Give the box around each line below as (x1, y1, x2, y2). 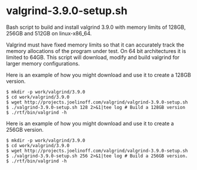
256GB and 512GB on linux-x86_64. (6, 29, 92, 36)
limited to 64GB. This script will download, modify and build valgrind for (6, 54, 180, 61)
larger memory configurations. (6, 60, 80, 67)
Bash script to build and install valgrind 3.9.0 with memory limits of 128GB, (6, 24, 186, 31)
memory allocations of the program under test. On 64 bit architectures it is (6, 47, 186, 54)
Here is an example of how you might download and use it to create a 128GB (6, 71, 191, 78)
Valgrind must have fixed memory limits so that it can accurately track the (6, 41, 185, 48)
